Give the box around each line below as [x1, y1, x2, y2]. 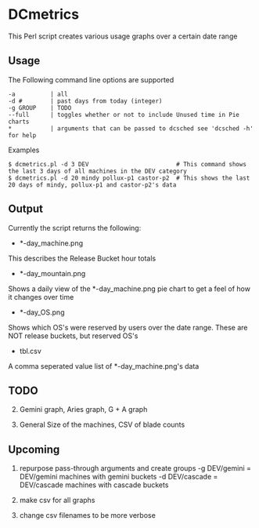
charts [8, 118, 30, 126]
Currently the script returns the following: [8, 223, 142, 232]
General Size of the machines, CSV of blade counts [19, 420, 185, 429]
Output [8, 202, 43, 216]
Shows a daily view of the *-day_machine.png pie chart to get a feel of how [8, 284, 250, 293]
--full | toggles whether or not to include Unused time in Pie [8, 111, 240, 118]
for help [8, 131, 37, 139]
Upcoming [8, 442, 60, 456]
